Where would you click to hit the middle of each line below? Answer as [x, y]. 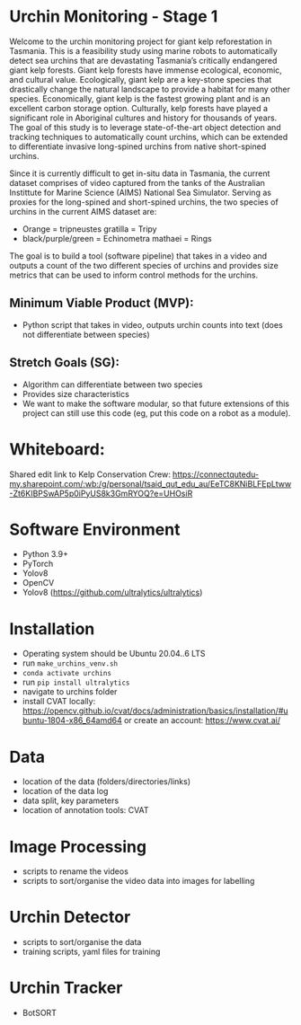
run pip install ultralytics [76, 682]
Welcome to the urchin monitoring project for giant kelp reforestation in [141, 41]
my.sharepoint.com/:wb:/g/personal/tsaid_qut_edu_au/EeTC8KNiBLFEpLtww [150, 483]
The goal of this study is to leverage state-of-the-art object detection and [145, 127]
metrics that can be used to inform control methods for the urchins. [134, 275]
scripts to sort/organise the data [82, 942]
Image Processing [78, 847]
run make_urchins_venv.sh [70, 663]
